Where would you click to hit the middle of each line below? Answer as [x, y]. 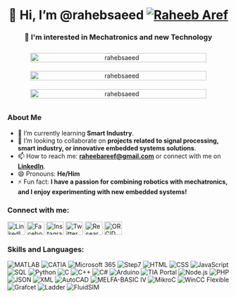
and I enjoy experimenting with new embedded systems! [102, 191]
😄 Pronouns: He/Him [49, 174]
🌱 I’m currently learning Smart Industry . [75, 133]
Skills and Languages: [46, 249]
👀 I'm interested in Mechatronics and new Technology [118, 37]
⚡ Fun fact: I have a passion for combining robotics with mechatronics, [122, 181]
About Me [25, 118]
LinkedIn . [31, 166]
